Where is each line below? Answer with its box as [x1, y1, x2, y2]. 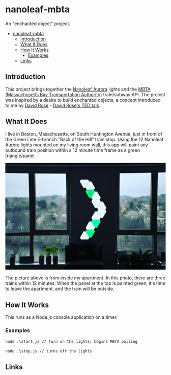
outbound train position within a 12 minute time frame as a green [5, 147, 140, 153]
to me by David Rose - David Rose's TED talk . [5, 102, 101, 108]
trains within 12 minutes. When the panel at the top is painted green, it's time [5, 280, 165, 286]
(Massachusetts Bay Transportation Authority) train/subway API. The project [5, 91, 165, 98]
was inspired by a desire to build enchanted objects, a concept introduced [5, 97, 161, 103]
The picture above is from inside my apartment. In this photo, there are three [5, 275, 165, 281]
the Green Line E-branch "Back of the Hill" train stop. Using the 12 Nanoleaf [5, 136, 164, 142]
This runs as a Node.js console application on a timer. [5, 314, 118, 320]
